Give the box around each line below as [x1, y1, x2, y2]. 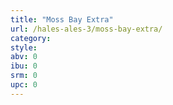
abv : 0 [10, 52, 38, 62]
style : [10, 42, 38, 53]
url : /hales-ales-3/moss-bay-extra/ [10, 24, 163, 34]
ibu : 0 [10, 61, 38, 71]
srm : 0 [10, 71, 38, 81]
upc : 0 [10, 80, 38, 90]
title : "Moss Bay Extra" [10, 14, 114, 25]
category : [10, 33, 52, 43]
